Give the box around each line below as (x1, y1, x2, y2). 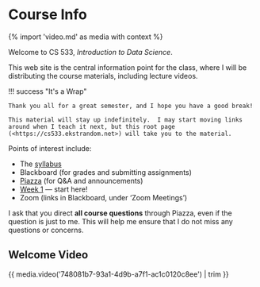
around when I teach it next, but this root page (8, 122, 176, 130)
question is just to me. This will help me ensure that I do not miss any (8, 216, 234, 226)
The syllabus (19, 159, 62, 169)
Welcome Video (8, 248, 89, 262)
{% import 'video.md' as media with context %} (8, 32, 163, 41)
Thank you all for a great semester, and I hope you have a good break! (8, 102, 254, 110)
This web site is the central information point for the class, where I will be (8, 62, 247, 72)
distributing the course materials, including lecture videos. (8, 71, 198, 80)
